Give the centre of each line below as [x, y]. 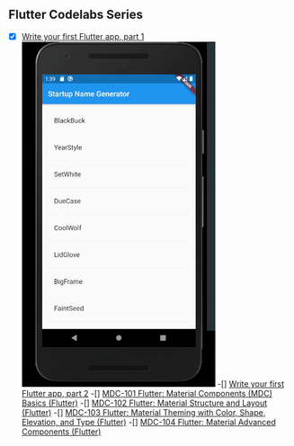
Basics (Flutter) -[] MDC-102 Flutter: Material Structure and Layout [144, 403]
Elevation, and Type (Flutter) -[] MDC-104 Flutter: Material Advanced [148, 422]
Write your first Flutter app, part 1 [83, 36]
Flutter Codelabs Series [76, 15]
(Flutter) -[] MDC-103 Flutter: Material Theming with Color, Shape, [143, 412]
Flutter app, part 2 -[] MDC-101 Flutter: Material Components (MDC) [147, 393]
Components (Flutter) [61, 432]
